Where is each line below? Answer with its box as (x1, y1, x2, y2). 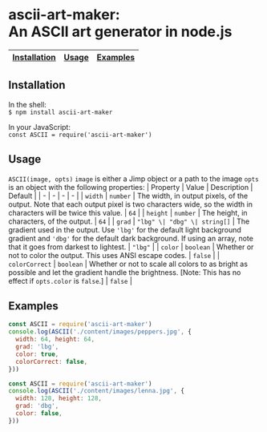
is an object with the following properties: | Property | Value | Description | (8, 182, 253, 192)
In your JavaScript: (8, 122, 71, 131)
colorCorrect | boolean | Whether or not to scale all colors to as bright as (8, 259, 249, 268)
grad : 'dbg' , (15, 402, 59, 410)
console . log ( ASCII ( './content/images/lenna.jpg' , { (8, 387, 184, 395)
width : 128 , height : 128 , (15, 394, 103, 402)
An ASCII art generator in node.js (8, 22, 233, 41)
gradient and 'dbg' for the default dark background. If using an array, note (8, 233, 254, 243)
